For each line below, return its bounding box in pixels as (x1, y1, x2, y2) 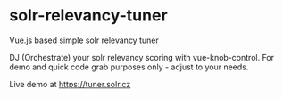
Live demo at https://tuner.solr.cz (9, 78, 131, 89)
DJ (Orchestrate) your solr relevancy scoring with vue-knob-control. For (9, 52, 275, 62)
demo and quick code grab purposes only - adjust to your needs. (9, 61, 249, 72)
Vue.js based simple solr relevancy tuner (9, 35, 159, 45)
